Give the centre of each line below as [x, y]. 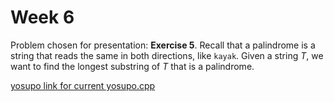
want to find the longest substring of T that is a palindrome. [132, 66]
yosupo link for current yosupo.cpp [83, 85]
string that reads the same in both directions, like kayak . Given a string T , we [167, 55]
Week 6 [42, 17]
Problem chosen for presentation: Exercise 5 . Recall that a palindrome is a [163, 45]
